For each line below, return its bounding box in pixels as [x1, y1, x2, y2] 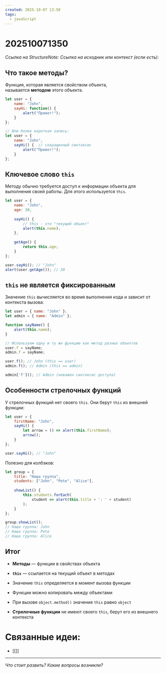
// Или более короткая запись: [5, 129, 70, 134]
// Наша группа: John [5, 525, 50, 530]
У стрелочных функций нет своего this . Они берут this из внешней [5, 399, 148, 405]
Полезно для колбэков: [5, 460, 54, 466]
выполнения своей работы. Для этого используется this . [5, 189, 127, 195]
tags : [5, 12, 16, 17]
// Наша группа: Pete [5, 529, 50, 534]
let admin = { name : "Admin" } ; [5, 314, 72, 319]
